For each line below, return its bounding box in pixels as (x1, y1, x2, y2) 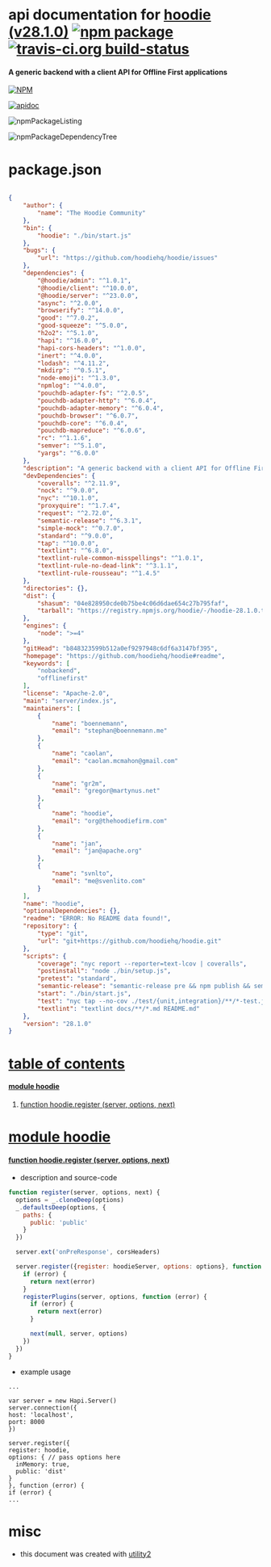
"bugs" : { (23, 246, 56, 255)
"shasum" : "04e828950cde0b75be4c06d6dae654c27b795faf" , (37, 599, 229, 607)
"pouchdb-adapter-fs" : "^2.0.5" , (37, 389, 150, 397)
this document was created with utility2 (19, 1548, 152, 1559)
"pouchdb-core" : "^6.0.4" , (37, 419, 128, 427)
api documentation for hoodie (8, 6, 211, 24)
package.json (8, 160, 102, 178)
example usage (19, 1367, 71, 1376)
